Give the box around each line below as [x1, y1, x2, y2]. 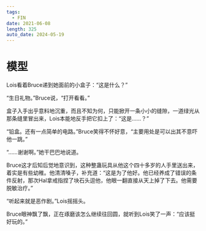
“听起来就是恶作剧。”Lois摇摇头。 [6, 197, 89, 205]
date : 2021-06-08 [6, 20, 51, 26]
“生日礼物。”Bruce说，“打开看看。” [6, 94, 90, 101]
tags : [6, 9, 20, 15]
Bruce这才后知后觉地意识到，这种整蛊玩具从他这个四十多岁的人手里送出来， [6, 161, 199, 169]
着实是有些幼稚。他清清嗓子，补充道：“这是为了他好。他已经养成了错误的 [6, 169, 192, 177]
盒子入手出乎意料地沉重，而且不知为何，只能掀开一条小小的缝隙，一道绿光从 [6, 108, 200, 115]
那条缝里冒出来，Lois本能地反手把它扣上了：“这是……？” [6, 115, 149, 122]
